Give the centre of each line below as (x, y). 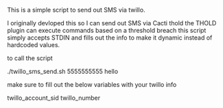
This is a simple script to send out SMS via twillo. (76, 10)
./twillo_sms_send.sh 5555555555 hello (63, 71)
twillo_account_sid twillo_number (54, 98)
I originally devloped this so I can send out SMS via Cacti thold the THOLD (112, 23)
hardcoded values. (34, 45)
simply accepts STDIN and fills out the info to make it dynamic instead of (110, 38)
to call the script (30, 58)
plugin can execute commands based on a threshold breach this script (107, 30)
